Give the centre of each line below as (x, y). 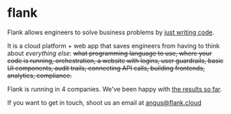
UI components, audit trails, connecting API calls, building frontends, (106, 68)
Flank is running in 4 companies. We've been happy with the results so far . (115, 89)
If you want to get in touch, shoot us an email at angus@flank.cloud (104, 102)
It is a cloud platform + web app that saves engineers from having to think (114, 45)
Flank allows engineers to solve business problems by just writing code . (111, 32)
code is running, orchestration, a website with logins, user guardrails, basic (115, 60)
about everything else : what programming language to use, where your (110, 53)
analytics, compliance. (40, 76)
